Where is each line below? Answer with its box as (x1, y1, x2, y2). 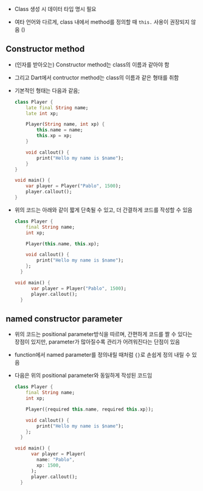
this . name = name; (36, 127, 83, 133)
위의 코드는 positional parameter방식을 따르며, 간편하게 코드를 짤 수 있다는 (14, 331, 193, 338)
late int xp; (26, 110, 59, 116)
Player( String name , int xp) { (26, 121, 105, 127)
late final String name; (26, 104, 89, 111)
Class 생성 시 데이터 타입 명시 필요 (14, 5, 97, 12)
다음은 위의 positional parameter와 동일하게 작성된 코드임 (14, 371, 153, 379)
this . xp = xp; (36, 133, 72, 139)
